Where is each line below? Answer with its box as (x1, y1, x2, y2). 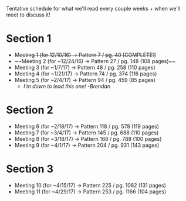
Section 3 (6, 162, 54, 176)
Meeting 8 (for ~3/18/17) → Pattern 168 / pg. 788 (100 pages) (14, 135, 162, 142)
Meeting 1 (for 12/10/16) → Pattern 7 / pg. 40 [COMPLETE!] (14, 51, 157, 58)
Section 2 (6, 103, 54, 117)
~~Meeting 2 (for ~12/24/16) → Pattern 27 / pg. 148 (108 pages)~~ (14, 57, 176, 64)
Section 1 (6, 32, 52, 45)
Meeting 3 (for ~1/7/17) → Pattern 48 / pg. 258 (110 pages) (14, 64, 155, 71)
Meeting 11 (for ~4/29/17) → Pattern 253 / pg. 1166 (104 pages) (14, 188, 167, 195)
